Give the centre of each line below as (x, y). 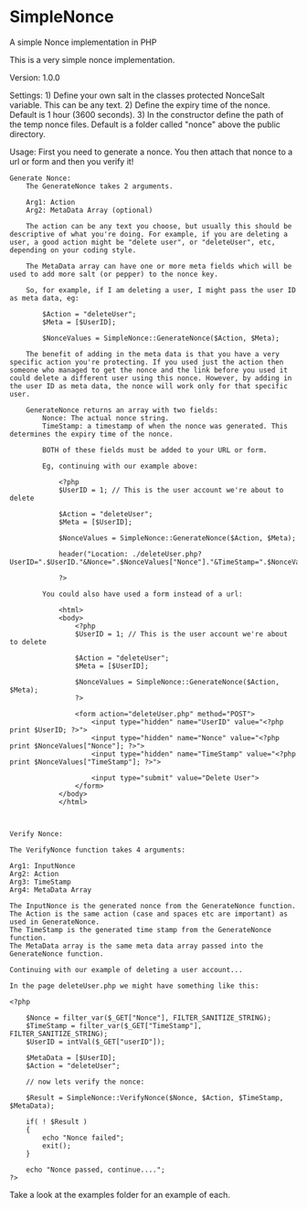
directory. (27, 133)
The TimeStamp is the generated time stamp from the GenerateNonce (141, 929)
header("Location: (93, 554)
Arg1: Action (51, 202)
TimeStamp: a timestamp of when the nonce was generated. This (165, 426)
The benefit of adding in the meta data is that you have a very (153, 354)
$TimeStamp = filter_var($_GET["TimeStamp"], (114, 1025)
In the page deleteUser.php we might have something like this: (134, 986)
